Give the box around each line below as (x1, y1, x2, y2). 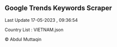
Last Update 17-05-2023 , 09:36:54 (4, 17, 78, 23)
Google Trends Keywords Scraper (4, 4, 112, 12)
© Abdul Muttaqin (4, 36, 42, 42)
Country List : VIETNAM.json (4, 27, 63, 33)
